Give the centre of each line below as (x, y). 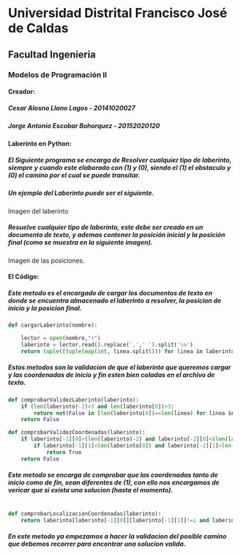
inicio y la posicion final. (45, 308)
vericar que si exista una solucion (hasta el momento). (91, 490)
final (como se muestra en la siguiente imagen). (80, 243)
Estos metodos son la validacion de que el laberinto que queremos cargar (120, 367)
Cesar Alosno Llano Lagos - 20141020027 (72, 107)
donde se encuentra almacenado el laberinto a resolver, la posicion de (115, 300)
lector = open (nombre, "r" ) (61, 338)
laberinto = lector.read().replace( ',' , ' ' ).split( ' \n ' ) (107, 345)
